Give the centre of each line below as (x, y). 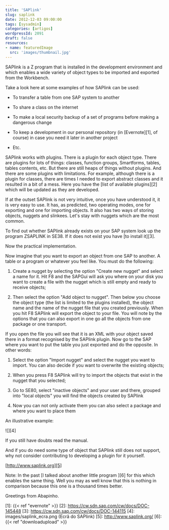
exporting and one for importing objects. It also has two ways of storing (79, 210)
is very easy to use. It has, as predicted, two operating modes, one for (78, 205)
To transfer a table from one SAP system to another (66, 97)
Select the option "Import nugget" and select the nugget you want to (84, 360)
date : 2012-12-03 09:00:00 (34, 19)
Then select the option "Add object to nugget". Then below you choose (86, 297)
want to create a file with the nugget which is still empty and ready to (84, 281)
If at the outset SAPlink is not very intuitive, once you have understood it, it (83, 199)
